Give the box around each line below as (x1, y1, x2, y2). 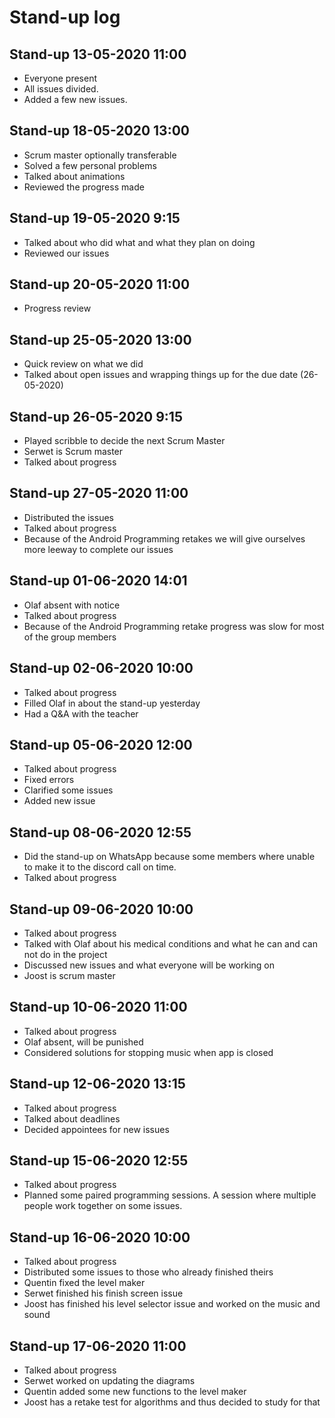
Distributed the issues (23, 511, 114, 523)
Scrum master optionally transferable (23, 149, 177, 161)
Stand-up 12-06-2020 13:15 (9, 1076, 186, 1093)
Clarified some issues (23, 784, 114, 796)
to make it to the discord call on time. (23, 861, 177, 873)
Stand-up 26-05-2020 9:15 (9, 408, 183, 425)
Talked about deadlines (23, 1112, 121, 1125)
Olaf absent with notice (23, 599, 121, 611)
